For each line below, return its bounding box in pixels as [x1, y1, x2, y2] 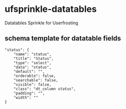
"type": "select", [13, 60, 52, 65]
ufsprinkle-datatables [4, 3, 97, 15]
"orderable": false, [13, 73, 56, 78]
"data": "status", [13, 64, 52, 70]
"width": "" [13, 95, 38, 100]
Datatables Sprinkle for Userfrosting [4, 20, 78, 26]
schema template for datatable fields [4, 34, 121, 43]
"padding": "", [13, 91, 45, 96]
